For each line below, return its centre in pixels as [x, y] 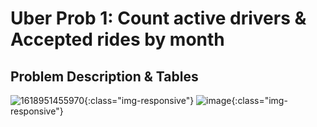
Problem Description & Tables [104, 76]
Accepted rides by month [117, 39]
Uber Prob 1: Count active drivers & [158, 18]
